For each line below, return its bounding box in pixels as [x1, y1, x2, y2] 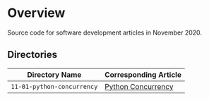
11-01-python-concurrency [11, 83, 98, 90]
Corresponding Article [104, 69, 182, 79]
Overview [7, 5, 66, 21]
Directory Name [27, 69, 82, 79]
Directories [7, 49, 58, 61]
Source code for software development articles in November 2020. [7, 28, 203, 37]
